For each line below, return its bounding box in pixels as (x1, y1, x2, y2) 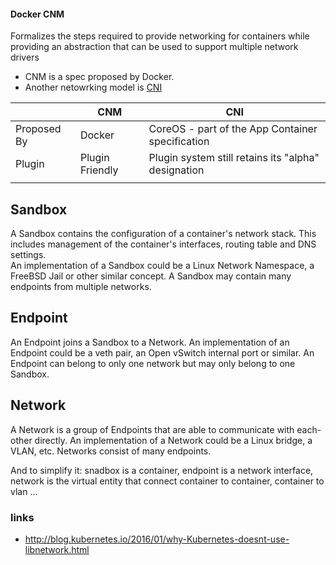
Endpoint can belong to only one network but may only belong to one (10, 357, 296, 369)
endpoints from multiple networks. (10, 281, 152, 293)
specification (148, 135, 210, 149)
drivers (10, 51, 40, 64)
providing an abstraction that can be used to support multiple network (10, 41, 299, 53)
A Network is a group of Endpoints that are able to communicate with (10, 423, 295, 435)
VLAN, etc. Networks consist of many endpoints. (10, 445, 212, 457)
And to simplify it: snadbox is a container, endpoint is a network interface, (10, 464, 314, 476)
